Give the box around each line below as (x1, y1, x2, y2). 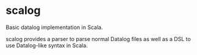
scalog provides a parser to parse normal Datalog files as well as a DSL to (5, 35, 192, 42)
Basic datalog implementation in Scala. (5, 24, 103, 31)
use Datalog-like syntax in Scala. (5, 42, 88, 49)
